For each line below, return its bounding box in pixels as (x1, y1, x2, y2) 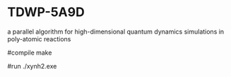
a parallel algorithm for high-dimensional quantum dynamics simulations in (7, 27, 225, 36)
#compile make (7, 48, 52, 57)
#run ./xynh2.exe (7, 62, 57, 70)
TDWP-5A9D (7, 4, 85, 20)
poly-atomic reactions (7, 34, 71, 43)
